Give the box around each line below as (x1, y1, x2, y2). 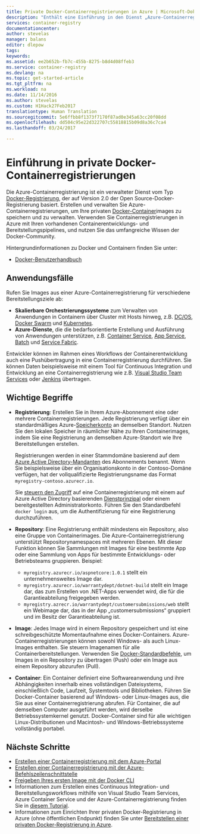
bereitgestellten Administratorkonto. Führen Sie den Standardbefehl (14, 501, 181, 509)
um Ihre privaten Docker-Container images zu (70, 207, 182, 215)
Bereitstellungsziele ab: (6, 295, 64, 302)
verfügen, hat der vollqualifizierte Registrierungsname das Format (14, 470, 177, 478)
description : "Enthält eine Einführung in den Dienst (6, 14, 143, 20)
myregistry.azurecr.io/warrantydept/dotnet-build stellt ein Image (23, 581, 188, 588)
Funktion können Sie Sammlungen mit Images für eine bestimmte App (14, 544, 186, 551)
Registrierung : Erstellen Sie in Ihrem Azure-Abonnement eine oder (14, 408, 179, 416)
